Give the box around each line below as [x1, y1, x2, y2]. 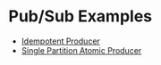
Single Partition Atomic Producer [21, 45, 142, 55]
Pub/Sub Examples [8, 6, 153, 27]
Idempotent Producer [21, 36, 100, 46]
